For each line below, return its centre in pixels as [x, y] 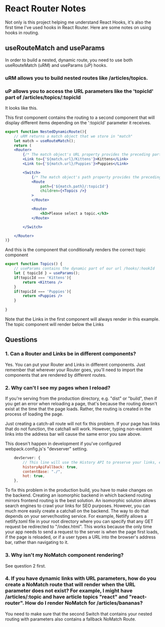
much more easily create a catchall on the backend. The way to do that [77, 511]
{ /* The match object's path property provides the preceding [96, 177]
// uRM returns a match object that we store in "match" [73, 136]
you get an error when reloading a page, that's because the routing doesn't [81, 403]
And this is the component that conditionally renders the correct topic [75, 250]
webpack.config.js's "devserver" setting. [46, 448]
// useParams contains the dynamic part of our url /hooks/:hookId [84, 269]
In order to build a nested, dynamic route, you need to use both [69, 60]
